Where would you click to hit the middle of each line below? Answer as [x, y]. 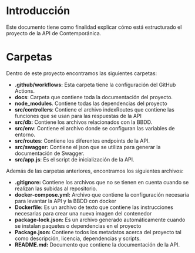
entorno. [25, 134]
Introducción [38, 11]
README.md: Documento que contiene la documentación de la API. [97, 244]
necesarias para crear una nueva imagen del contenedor [83, 213]
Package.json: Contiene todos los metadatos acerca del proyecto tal [98, 232]
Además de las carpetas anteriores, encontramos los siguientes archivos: [95, 171]
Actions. [25, 91]
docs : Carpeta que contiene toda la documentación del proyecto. [94, 97]
